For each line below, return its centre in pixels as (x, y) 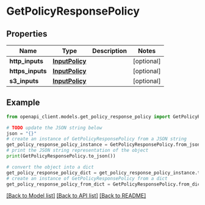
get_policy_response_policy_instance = (57, 145)
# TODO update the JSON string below (54, 128)
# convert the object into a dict (50, 167)
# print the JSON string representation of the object (77, 151)
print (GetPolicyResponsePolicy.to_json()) (61, 156)
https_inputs (28, 71)
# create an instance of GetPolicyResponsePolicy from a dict (87, 178)
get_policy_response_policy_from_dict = (59, 184)
